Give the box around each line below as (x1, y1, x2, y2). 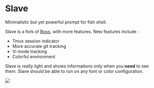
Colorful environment (12, 53, 56, 59)
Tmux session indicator (12, 38, 60, 44)
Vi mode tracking (12, 48, 47, 54)
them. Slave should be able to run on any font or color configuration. (5, 68, 144, 74)
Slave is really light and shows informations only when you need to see (5, 63, 149, 69)
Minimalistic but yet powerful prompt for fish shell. (5, 19, 107, 25)
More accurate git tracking (12, 43, 66, 49)
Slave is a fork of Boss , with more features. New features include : (5, 28, 139, 34)
